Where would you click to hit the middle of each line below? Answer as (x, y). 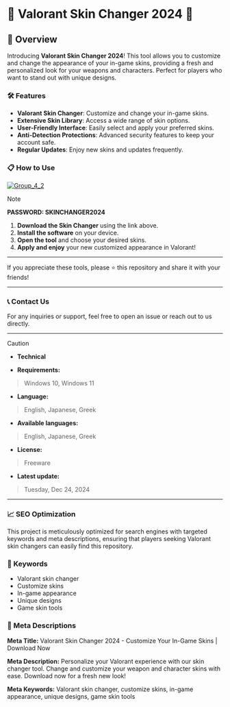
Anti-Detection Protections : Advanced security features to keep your (115, 135)
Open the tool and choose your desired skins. (82, 240)
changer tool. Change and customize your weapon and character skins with (114, 669)
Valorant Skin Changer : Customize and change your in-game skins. (113, 113)
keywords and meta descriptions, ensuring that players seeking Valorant (109, 539)
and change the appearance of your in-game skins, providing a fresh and (110, 63)
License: (29, 449)
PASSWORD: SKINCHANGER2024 (56, 212)
